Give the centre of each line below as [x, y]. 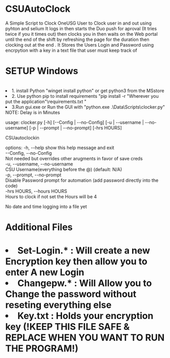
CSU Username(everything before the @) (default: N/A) [64, 169]
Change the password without [71, 294]
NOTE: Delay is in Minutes [33, 112]
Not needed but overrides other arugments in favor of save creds [74, 158]
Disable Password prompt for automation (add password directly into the [82, 180]
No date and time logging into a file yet [46, 206]
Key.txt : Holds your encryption [86, 316]
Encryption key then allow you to [76, 261]
